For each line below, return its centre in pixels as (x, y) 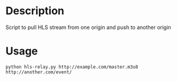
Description (35, 11)
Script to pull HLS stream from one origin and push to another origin (88, 27)
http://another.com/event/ (39, 72)
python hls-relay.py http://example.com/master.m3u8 (72, 67)
